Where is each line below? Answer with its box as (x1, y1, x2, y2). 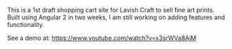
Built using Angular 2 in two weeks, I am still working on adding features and (7, 13, 225, 21)
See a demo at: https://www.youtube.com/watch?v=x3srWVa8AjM (7, 34, 197, 42)
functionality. (7, 21, 45, 28)
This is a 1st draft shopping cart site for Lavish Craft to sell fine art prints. (7, 6, 215, 14)
